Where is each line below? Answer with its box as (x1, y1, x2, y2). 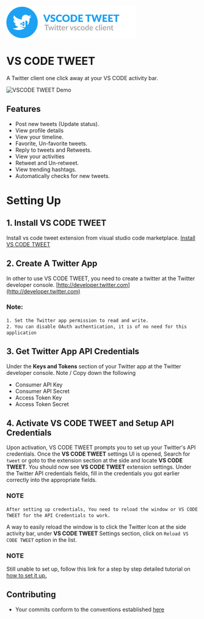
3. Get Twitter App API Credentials (6, 346, 139, 357)
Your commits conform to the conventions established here (15, 606, 165, 613)
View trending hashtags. (15, 166, 77, 173)
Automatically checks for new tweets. (15, 172, 110, 179)
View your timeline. (15, 133, 64, 141)
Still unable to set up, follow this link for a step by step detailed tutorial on (6, 565, 191, 573)
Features (6, 104, 41, 114)
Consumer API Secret (15, 387, 70, 395)
